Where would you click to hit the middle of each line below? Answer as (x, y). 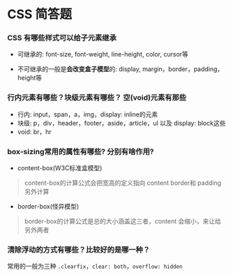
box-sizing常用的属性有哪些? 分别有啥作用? (81, 151)
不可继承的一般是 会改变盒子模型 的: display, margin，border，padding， (120, 69)
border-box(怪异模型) (48, 207)
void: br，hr (35, 132)
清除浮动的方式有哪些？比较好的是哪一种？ (79, 250)
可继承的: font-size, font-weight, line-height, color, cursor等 (103, 54)
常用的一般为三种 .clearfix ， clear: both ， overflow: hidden (95, 267)
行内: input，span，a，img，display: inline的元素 (88, 114)
